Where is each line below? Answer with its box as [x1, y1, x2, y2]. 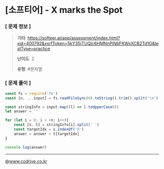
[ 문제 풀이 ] [5, 80, 31, 86]
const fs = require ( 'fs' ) [5, 91, 58, 96]
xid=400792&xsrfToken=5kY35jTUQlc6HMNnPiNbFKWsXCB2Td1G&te [17, 41, 159, 46]
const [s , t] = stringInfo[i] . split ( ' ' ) [14, 123, 99, 127]
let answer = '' [5, 109, 38, 114]
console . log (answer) [5, 145, 47, 149]
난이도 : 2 [17, 56, 34, 62]
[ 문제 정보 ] [5, 23, 31, 30]
